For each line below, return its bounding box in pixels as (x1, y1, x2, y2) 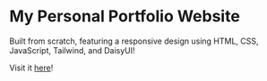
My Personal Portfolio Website (9, 6, 240, 27)
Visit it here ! (9, 62, 54, 73)
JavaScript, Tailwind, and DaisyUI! (9, 45, 135, 55)
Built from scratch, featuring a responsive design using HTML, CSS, (9, 36, 259, 46)
